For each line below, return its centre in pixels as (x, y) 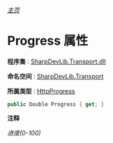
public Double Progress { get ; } (56, 104)
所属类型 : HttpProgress (41, 91)
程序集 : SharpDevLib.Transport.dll (56, 61)
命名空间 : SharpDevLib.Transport (55, 76)
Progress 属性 (48, 40)
